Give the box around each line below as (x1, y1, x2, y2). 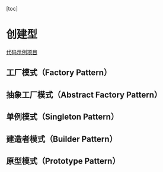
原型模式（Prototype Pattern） (6, 156, 120, 166)
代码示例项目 (6, 48, 37, 55)
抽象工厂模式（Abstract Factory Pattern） (6, 89, 162, 100)
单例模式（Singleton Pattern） (6, 112, 119, 122)
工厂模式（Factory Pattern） (6, 68, 112, 78)
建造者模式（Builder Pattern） (6, 134, 117, 144)
